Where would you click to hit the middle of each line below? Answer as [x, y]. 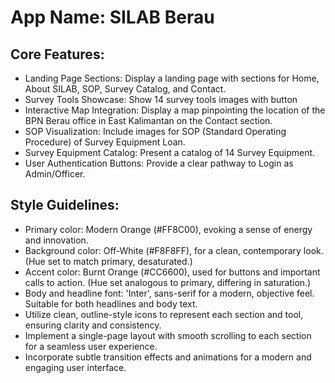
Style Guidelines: [65, 205]
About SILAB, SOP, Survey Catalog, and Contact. [125, 89]
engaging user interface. [75, 367]
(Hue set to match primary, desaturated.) [108, 261]
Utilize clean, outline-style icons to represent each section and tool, [164, 314]
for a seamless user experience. [91, 346]
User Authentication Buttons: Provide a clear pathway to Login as [159, 163]
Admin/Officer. [55, 174]
